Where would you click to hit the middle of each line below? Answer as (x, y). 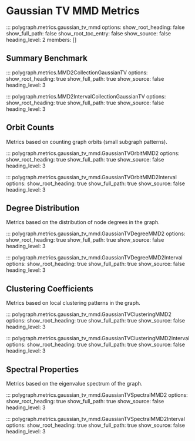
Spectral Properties (43, 369)
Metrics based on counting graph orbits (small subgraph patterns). (87, 141)
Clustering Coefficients (50, 289)
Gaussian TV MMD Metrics (73, 11)
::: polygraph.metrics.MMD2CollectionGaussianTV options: (77, 73)
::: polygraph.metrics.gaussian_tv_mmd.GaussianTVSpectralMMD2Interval (95, 419)
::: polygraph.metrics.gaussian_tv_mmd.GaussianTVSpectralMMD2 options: (97, 395)
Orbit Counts (30, 128)
